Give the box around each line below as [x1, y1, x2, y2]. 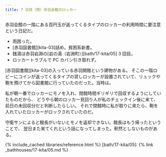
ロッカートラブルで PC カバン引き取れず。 [12, 56, 99, 62]
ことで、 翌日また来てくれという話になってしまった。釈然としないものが [5, 125, 154, 131]
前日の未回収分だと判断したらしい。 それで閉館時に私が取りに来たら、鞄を [5, 103, 159, 108]
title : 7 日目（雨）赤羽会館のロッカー [5, 7, 77, 12]
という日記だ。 [5, 28, 36, 34]
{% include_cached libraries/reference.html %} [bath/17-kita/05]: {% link [5, 142, 154, 148]
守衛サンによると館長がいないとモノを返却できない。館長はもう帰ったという [5, 119, 162, 125]
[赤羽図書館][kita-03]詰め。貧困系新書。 [12, 44, 95, 50]
